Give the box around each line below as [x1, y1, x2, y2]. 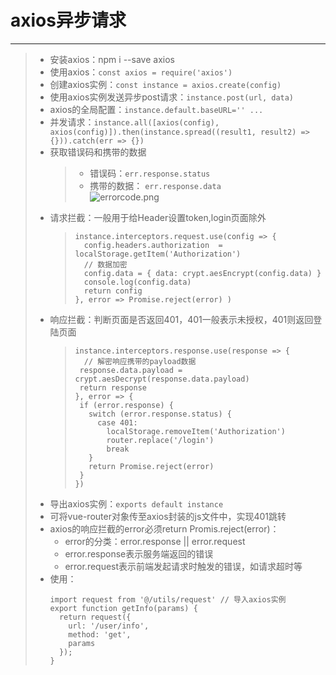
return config [83, 286, 143, 296]
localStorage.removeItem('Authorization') [106, 426, 286, 436]
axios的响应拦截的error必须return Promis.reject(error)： [49, 522, 280, 535]
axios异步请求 [10, 9, 127, 32]
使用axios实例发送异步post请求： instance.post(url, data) [49, 91, 295, 103]
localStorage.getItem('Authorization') [74, 249, 242, 259]
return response [79, 382, 147, 393]
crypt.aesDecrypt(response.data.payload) [74, 374, 250, 384]
